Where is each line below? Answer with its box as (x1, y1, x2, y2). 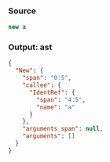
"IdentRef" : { (28, 88, 76, 96)
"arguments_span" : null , (22, 125, 104, 133)
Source (8, 5, 37, 16)
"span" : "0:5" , (22, 74, 72, 82)
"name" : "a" (36, 103, 76, 111)
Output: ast (8, 41, 53, 52)
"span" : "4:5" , (36, 95, 86, 103)
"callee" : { (22, 81, 61, 89)
